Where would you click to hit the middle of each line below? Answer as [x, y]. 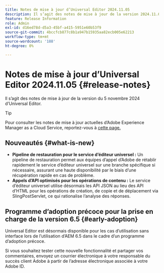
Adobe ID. [15, 266]
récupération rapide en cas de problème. [53, 175]
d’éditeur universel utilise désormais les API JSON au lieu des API [78, 186]
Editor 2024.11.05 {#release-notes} [78, 85]
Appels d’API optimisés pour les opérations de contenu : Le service [81, 181]
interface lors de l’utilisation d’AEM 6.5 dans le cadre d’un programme [75, 236]
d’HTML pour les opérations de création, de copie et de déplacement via [85, 191]
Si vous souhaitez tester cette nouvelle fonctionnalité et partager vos [74, 251]
